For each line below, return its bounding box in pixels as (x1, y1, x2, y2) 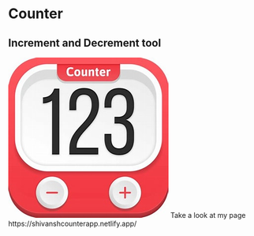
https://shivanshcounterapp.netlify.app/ (8, 219, 137, 228)
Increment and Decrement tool (8, 36, 162, 50)
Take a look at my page (170, 211, 246, 219)
